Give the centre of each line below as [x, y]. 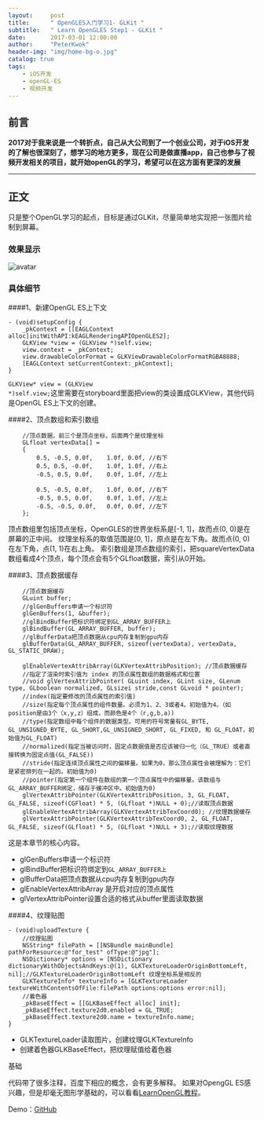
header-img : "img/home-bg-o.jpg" [63, 52]
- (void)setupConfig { [45, 322]
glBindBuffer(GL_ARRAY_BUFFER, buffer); [89, 628]
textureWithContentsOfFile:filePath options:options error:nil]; [117, 988]
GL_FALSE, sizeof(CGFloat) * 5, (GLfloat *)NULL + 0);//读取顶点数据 [121, 803]
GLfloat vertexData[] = [61, 442]
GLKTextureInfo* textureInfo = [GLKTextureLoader [105, 981]
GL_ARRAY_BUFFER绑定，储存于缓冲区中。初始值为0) [82, 788]
